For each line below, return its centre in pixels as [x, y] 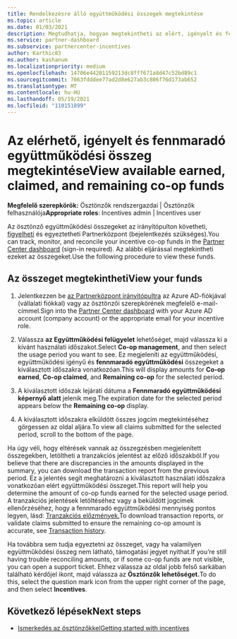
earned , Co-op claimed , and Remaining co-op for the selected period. [121, 377]
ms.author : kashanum [38, 60]
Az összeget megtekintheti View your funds [105, 279]
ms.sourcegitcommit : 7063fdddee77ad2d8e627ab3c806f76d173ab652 [102, 79]
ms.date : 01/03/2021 [38, 27]
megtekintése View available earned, [116, 171]
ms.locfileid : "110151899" [47, 106]
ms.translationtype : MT [42, 86]
